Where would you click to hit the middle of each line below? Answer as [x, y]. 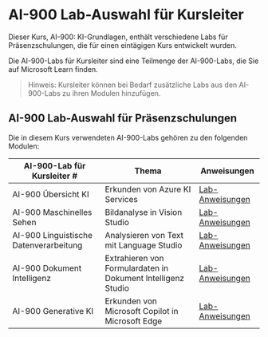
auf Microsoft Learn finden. [53, 69]
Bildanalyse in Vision [144, 212]
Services [121, 199]
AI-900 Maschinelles [52, 212]
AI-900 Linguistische [53, 235]
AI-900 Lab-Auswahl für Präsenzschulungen [123, 119]
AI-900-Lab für [55, 165]
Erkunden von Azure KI [148, 189]
